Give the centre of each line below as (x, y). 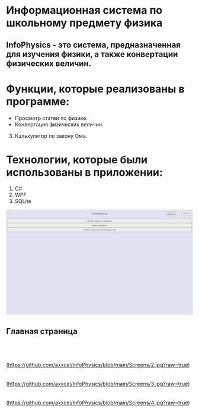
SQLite (23, 201)
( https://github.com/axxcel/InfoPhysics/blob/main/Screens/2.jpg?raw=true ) (98, 365)
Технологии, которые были (77, 159)
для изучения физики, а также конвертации (92, 54)
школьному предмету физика (84, 23)
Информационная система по (84, 10)
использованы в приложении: (84, 172)
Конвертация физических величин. (59, 124)
